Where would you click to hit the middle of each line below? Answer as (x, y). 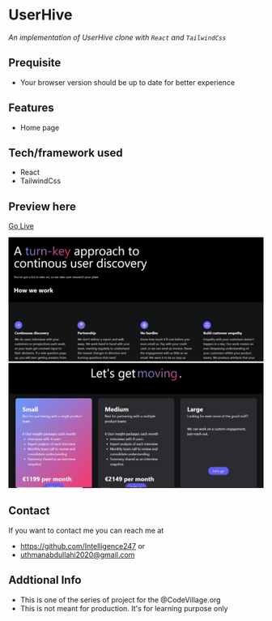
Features (31, 108)
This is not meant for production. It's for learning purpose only (124, 608)
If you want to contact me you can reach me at (86, 530)
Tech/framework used (66, 153)
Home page (40, 127)
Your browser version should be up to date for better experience (127, 82)
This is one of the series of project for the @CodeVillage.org (120, 600)
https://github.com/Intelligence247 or (83, 546)
